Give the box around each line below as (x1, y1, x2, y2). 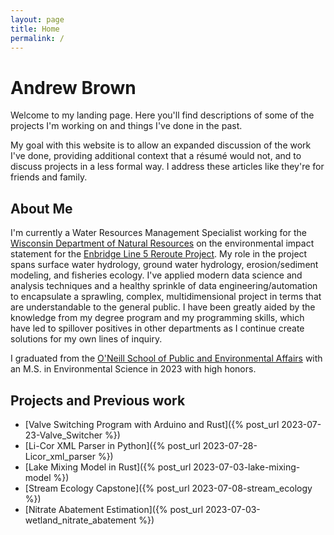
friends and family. (10, 171, 88, 183)
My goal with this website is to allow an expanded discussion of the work (10, 139, 312, 151)
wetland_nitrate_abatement (24, 514, 137, 526)
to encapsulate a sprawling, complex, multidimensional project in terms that (10, 291, 322, 303)
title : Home (10, 24, 60, 34)
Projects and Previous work (10, 392, 186, 409)
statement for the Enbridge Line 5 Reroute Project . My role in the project (10, 248, 308, 260)
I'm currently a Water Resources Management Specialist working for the (10, 227, 307, 239)
